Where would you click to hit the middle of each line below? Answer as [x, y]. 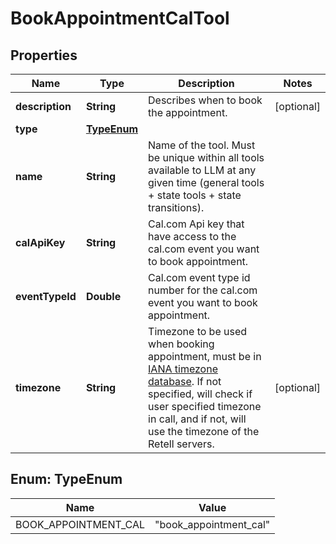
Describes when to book [205, 100]
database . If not [185, 381]
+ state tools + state [195, 195]
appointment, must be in [205, 356]
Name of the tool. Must [202, 145]
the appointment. [188, 112]
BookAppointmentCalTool [120, 18]
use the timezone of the [204, 431]
